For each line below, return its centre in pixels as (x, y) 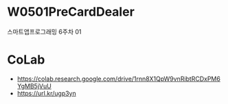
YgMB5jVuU (34, 86)
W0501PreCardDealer (71, 12)
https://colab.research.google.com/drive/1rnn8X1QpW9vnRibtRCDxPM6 (119, 79)
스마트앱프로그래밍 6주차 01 (44, 31)
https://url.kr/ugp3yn (47, 93)
